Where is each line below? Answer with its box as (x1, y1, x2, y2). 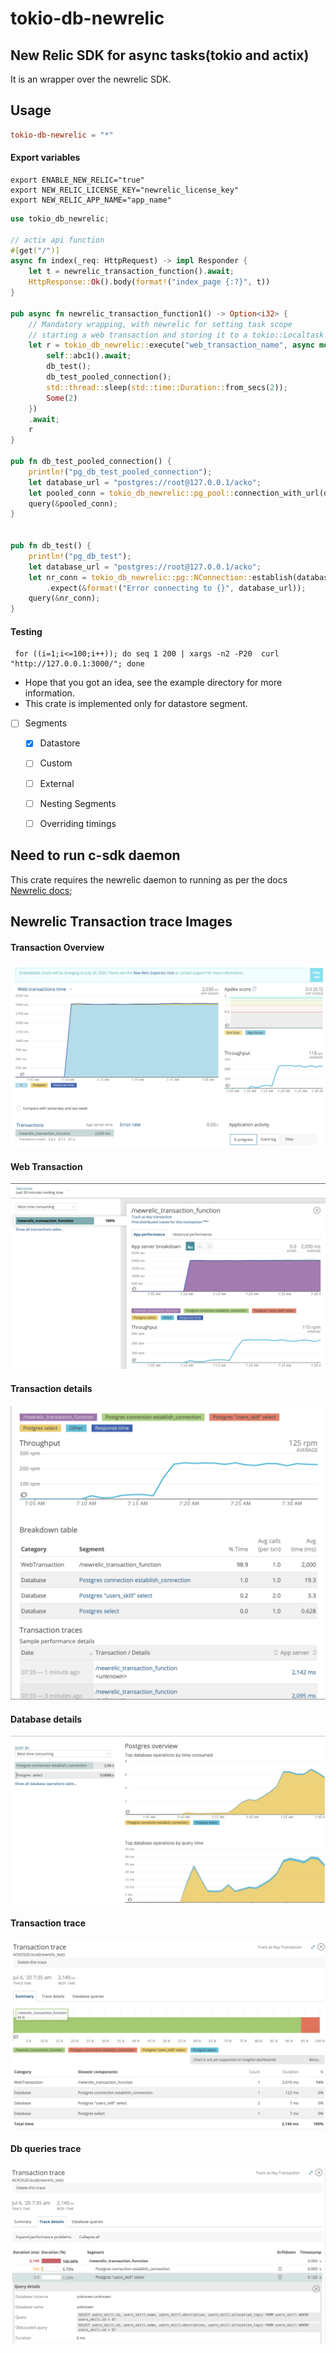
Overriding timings (39, 817, 117, 829)
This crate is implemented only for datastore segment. (24, 698, 248, 710)
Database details (10, 1713, 83, 1725)
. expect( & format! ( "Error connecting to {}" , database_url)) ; (46, 583, 307, 593)
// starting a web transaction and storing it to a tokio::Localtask (28, 330, 325, 340)
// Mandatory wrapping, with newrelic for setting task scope (28, 319, 293, 329)
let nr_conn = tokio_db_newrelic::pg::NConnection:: (28, 572, 253, 582)
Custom (39, 757, 73, 769)
